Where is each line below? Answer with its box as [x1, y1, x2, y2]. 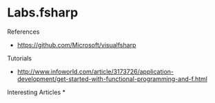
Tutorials [7, 54, 32, 62]
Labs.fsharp [7, 5, 79, 21]
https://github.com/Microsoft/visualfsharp [17, 41, 136, 49]
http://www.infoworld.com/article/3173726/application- [17, 67, 174, 76]
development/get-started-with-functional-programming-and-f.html [17, 74, 208, 83]
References [7, 27, 40, 36]
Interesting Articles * [7, 88, 66, 96]
